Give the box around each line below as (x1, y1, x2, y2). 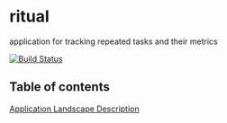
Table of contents (9, 79, 110, 95)
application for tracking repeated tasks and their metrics (9, 36, 218, 47)
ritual (9, 6, 50, 27)
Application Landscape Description (9, 103, 140, 114)
